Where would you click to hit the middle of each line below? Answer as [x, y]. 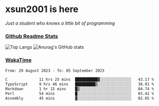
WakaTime [18, 60]
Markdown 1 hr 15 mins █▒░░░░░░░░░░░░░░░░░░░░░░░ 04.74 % [80, 89]
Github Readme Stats [32, 36]
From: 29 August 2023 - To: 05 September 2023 [55, 71]
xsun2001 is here [42, 9]
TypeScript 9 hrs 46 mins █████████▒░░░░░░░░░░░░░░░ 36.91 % [80, 84]
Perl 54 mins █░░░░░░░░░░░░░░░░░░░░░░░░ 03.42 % [80, 94]
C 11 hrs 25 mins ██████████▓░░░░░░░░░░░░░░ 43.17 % [80, 80]
